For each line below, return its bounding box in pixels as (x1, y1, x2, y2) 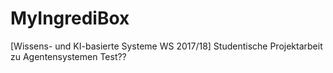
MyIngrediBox (10, 7, 130, 30)
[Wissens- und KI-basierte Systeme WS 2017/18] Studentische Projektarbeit (10, 40, 323, 52)
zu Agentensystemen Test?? (10, 50, 127, 62)
